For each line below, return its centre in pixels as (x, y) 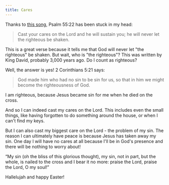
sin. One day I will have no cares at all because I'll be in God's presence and (84, 141)
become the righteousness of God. (54, 85)
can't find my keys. (25, 121)
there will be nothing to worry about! (43, 147)
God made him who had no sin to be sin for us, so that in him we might (91, 79)
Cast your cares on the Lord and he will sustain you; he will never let (89, 34)
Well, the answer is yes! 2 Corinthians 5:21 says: (55, 70)
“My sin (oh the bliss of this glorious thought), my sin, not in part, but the (81, 156)
